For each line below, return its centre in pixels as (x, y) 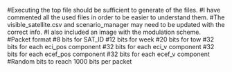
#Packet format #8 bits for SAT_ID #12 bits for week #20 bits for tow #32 (111, 39)
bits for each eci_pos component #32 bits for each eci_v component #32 (111, 47)
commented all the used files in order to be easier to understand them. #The (116, 17)
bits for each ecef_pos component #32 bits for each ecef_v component (108, 54)
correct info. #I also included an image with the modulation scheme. (104, 32)
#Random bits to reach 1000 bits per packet (70, 61)
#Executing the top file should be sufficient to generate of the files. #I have (114, 10)
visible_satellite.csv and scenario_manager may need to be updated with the (116, 25)
